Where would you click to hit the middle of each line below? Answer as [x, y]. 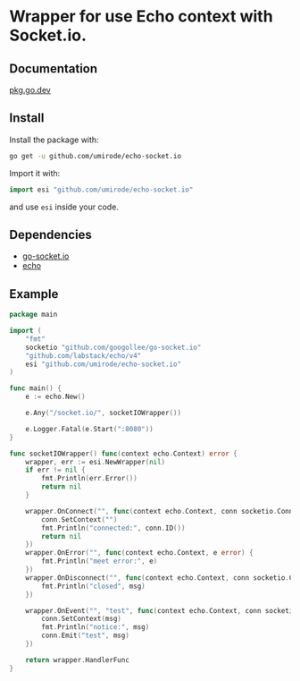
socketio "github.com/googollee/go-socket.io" [113, 347]
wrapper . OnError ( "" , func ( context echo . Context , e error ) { [139, 553]
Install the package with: [54, 140]
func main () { [36, 388]
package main [33, 315]
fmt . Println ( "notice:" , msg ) [96, 627]
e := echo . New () [56, 397]
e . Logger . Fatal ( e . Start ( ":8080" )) [89, 429]
